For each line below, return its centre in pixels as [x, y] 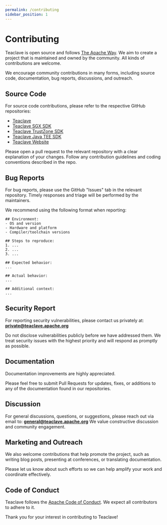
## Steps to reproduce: [30, 241]
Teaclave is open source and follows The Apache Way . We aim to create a [81, 53]
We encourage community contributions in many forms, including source [80, 73]
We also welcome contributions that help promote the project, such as [77, 454]
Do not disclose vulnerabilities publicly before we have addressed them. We [83, 335]
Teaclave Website [30, 142]
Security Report [30, 308]
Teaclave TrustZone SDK [38, 131]
